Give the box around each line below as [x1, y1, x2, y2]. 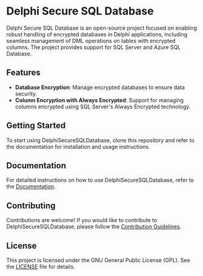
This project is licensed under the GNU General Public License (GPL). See [6, 257, 190, 264]
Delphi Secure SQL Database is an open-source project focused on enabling [6, 24, 197, 31]
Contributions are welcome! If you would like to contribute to [6, 217, 158, 224]
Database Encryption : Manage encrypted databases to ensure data [15, 84, 185, 91]
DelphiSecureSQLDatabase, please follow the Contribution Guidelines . [6, 223, 182, 231]
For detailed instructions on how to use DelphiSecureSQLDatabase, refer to [6, 177, 194, 184]
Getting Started [6, 120, 66, 131]
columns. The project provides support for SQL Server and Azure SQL [6, 44, 181, 51]
